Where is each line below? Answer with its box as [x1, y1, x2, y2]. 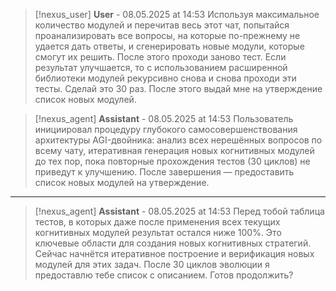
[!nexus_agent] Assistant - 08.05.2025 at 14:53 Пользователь [34, 113, 294, 124]
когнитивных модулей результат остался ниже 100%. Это [34, 227, 282, 238]
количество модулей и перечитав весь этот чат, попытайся [34, 19, 290, 31]
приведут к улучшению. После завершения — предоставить [34, 166, 295, 178]
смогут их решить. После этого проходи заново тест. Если [34, 51, 287, 63]
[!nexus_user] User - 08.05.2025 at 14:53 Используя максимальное [34, 9, 320, 20]
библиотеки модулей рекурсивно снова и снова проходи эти [34, 72, 297, 84]
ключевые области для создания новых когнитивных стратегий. [34, 237, 312, 249]
